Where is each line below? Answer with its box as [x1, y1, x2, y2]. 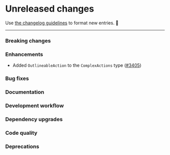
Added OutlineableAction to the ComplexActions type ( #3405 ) [12, 62, 142, 68]
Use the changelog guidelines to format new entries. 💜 [5, 20, 119, 26]
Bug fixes [5, 75, 29, 82]
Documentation [5, 89, 45, 95]
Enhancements [5, 51, 44, 58]
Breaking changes [5, 37, 51, 44]
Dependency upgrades [5, 115, 63, 123]
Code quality [5, 129, 38, 136]
